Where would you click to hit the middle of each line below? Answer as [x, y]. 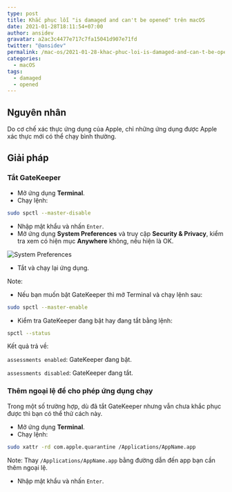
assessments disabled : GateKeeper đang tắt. [70, 373]
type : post [23, 13]
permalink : [23, 53]
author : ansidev [30, 33]
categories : [24, 59]
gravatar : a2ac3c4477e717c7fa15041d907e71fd [72, 39]
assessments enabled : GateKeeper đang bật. [70, 360]
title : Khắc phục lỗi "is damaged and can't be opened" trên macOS [106, 20]
